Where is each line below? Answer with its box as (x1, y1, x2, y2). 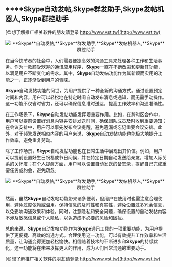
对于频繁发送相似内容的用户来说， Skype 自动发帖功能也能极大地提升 (14, 130, 158, 137)
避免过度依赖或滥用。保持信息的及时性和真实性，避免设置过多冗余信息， (14, 202, 167, 208)
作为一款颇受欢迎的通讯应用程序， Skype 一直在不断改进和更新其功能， (14, 64, 163, 70)
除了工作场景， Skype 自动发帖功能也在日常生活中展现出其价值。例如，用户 (5, 148, 163, 154)
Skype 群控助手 (21, 14, 69, 23)
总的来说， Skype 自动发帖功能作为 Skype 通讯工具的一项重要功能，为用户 (5, 225, 159, 232)
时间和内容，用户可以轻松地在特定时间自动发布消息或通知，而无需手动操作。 (5, 94, 167, 100)
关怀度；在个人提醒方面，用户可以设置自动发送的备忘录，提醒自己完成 (14, 161, 162, 167)
